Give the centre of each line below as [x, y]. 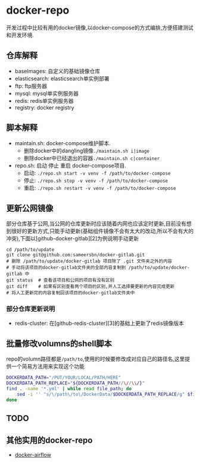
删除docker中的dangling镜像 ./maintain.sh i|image [87, 151]
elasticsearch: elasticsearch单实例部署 [62, 79]
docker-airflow [33, 455]
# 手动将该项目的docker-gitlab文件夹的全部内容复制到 [66, 268]
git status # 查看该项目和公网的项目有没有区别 [60, 280]
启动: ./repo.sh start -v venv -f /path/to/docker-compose [97, 173]
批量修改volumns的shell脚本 [59, 344]
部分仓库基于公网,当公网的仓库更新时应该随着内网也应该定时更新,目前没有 [96, 224]
